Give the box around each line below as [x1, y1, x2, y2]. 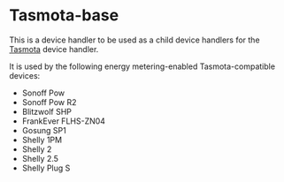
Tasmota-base [9, 5, 119, 26]
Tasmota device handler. [9, 43, 99, 54]
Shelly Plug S [21, 163, 71, 173]
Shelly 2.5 [21, 153, 59, 163]
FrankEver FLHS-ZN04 [21, 116, 106, 126]
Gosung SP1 [21, 125, 66, 135]
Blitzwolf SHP [21, 106, 73, 117]
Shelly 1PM [21, 134, 63, 145]
